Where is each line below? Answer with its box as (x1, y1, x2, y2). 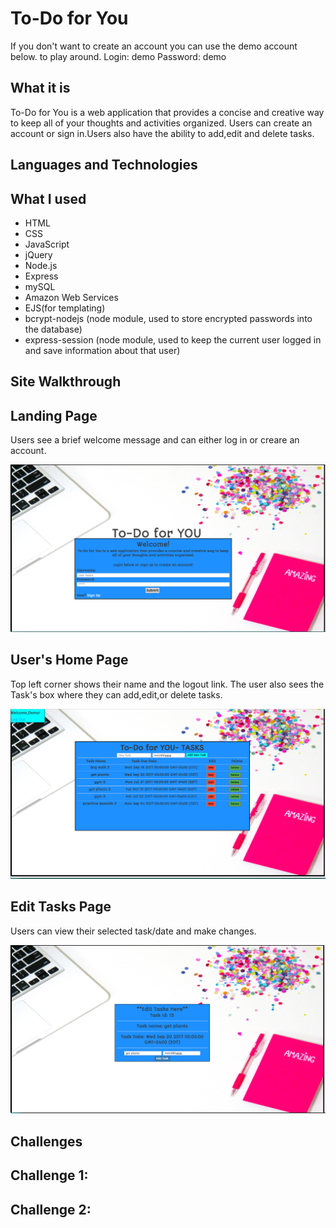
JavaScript (24, 238, 70, 250)
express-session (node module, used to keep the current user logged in (24, 333, 322, 346)
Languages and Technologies (10, 157, 198, 174)
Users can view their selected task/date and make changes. (10, 925, 257, 937)
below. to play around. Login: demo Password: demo (10, 50, 227, 62)
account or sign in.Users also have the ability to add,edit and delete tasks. (10, 127, 315, 139)
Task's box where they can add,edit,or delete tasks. (10, 688, 223, 701)
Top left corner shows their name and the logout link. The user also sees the (10, 678, 325, 690)
